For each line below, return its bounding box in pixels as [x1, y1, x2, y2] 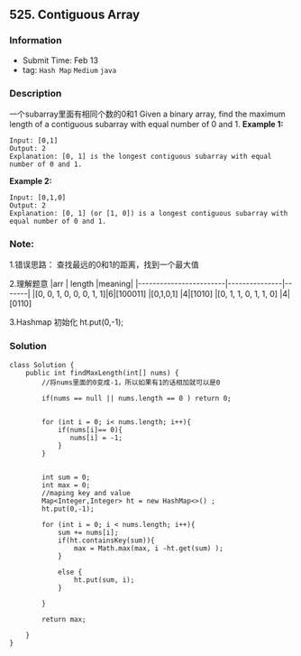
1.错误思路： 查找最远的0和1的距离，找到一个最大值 [9, 259, 200, 270]
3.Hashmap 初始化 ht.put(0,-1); [9, 317, 124, 328]
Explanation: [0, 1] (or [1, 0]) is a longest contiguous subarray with [9, 208, 288, 217]
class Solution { [9, 360, 75, 369]
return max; [41, 614, 87, 624]
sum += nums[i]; [57, 528, 119, 537]
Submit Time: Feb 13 [22, 54, 99, 66]
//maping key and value [41, 488, 131, 497]
